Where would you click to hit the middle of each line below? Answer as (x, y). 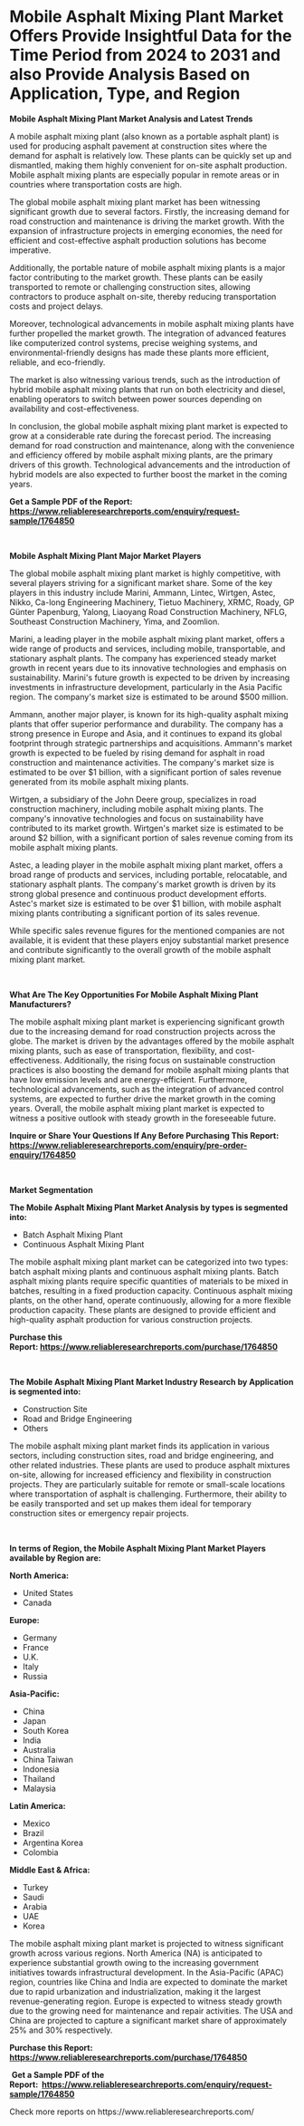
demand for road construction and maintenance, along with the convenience (152, 445)
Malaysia (39, 1788)
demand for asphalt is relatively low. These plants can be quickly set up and (151, 155)
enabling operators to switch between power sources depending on (136, 399)
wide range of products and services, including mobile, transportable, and (147, 649)
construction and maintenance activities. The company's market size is (142, 762)
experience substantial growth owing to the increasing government (134, 1962)
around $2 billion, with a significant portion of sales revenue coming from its (152, 837)
